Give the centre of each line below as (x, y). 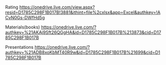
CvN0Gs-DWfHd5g (25, 17)
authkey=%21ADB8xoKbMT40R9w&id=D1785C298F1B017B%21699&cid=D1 (83, 52)
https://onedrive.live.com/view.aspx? (57, 7)
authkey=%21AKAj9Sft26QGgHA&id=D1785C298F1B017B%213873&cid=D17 (83, 32)
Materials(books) (23, 27)
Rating (12, 7)
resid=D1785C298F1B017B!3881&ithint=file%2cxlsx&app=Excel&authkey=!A (83, 12)
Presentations (19, 47)
